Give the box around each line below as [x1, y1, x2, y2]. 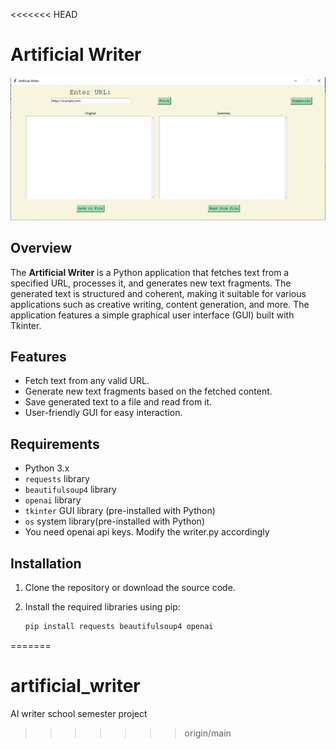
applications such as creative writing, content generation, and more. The [10, 298, 310, 310]
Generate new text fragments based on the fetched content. [24, 385, 273, 398]
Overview [10, 240, 73, 257]
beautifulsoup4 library [24, 484, 117, 496]
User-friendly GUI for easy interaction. [24, 407, 183, 419]
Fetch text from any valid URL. [24, 375, 150, 387]
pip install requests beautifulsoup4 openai [24, 622, 214, 632]
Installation [10, 555, 82, 572]
